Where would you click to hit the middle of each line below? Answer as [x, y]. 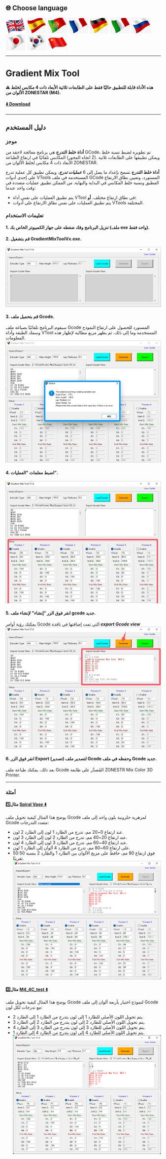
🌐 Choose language [37, 8]
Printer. [13, 775]
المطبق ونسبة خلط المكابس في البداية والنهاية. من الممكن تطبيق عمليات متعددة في [82, 183]
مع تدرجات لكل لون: [24, 1007]
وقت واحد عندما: [21, 188]
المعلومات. [16, 338]
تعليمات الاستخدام [25, 216]
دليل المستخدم [26, 128]
